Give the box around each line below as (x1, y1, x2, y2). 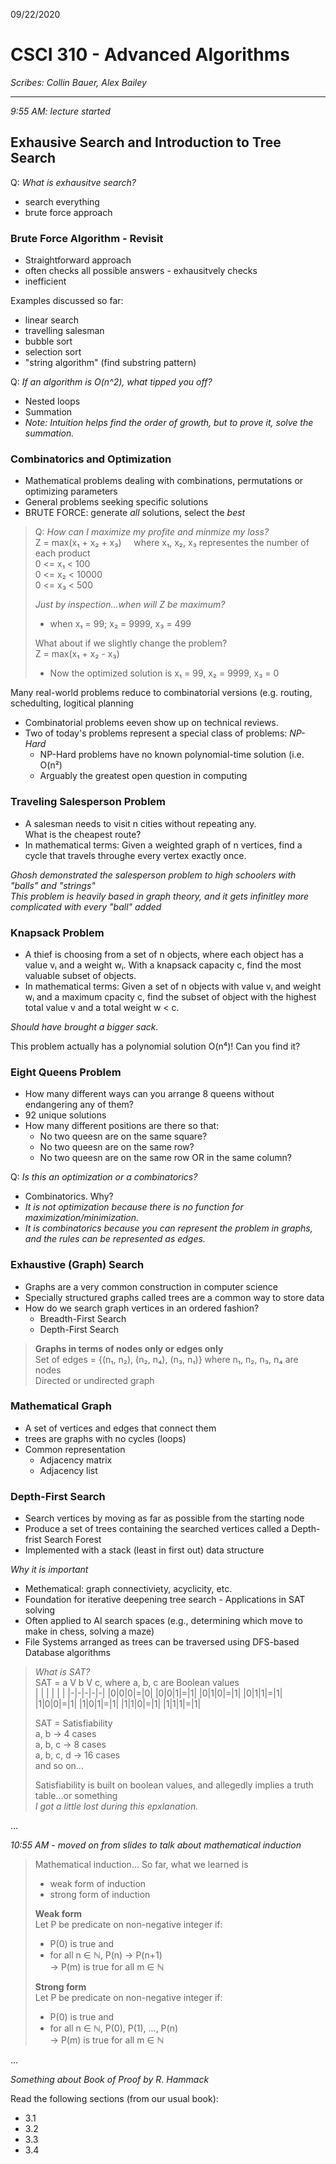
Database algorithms (24, 1647, 111, 1659)
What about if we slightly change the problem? (34, 637, 228, 649)
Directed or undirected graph (34, 1374, 155, 1386)
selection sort (24, 346, 82, 358)
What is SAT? (34, 1666, 91, 1678)
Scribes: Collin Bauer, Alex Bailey (10, 76, 147, 88)
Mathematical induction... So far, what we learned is (34, 1859, 249, 1871)
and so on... (34, 1760, 84, 1772)
